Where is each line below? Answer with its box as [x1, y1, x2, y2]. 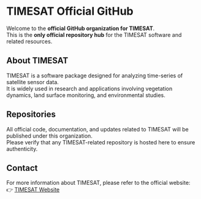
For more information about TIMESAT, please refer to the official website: [6, 179, 191, 187]
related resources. [6, 37, 53, 45]
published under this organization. [6, 132, 93, 139]
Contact [6, 163, 38, 173]
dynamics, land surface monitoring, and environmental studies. [6, 91, 165, 99]
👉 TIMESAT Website [6, 186, 60, 193]
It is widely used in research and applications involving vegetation [6, 85, 173, 92]
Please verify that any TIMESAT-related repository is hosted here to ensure [6, 138, 195, 146]
